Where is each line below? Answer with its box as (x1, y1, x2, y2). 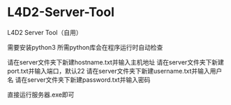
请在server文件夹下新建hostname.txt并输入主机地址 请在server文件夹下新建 (7, 57, 225, 66)
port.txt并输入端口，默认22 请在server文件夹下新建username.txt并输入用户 (7, 66, 223, 75)
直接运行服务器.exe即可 (7, 90, 75, 99)
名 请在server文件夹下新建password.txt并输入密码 (7, 75, 151, 84)
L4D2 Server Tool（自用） (7, 28, 82, 36)
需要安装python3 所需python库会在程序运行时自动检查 (7, 43, 163, 51)
